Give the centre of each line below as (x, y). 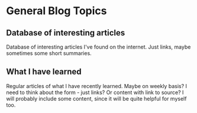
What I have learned (44, 72)
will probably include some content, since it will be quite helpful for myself (96, 98)
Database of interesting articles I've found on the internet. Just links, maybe (98, 47)
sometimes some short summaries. (49, 53)
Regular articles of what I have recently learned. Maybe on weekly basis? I (97, 86)
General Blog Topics (56, 11)
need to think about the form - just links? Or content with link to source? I (95, 92)
